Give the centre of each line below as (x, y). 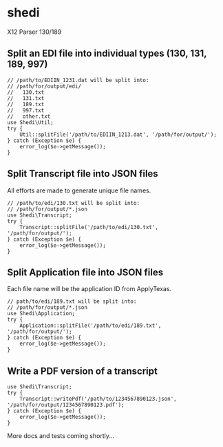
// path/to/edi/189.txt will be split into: (72, 301)
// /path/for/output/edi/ (44, 86)
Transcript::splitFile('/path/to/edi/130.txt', (89, 227)
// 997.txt (26, 110)
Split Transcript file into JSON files (83, 174)
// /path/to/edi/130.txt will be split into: (73, 203)
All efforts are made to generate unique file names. (79, 190)
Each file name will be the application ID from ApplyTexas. (89, 289)
